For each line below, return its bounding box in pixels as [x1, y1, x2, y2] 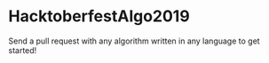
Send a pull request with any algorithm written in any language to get [8, 35, 260, 46]
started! [8, 44, 37, 55]
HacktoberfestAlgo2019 [8, 6, 190, 27]
